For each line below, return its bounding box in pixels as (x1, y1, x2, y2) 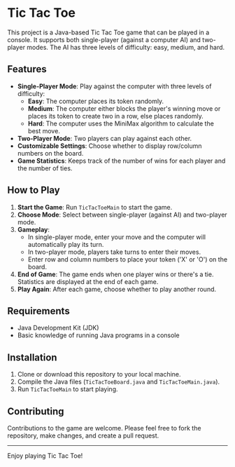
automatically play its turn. (27, 240, 104, 248)
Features (7, 63, 47, 75)
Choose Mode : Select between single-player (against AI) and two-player (17, 210, 227, 219)
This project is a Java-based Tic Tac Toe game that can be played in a (7, 28, 210, 36)
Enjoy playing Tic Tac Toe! (7, 452, 83, 460)
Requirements (7, 305, 70, 317)
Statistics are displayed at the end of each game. (17, 277, 159, 285)
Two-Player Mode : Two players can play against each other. (17, 134, 192, 142)
